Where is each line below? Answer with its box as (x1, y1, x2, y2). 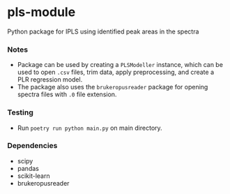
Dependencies (7, 141, 58, 151)
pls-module (7, 4, 76, 20)
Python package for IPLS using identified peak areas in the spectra (7, 27, 199, 36)
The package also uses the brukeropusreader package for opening (17, 83, 208, 91)
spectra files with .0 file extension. (17, 90, 117, 98)
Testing (7, 107, 33, 117)
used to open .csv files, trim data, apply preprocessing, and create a (17, 68, 215, 77)
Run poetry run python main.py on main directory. (17, 124, 162, 132)
